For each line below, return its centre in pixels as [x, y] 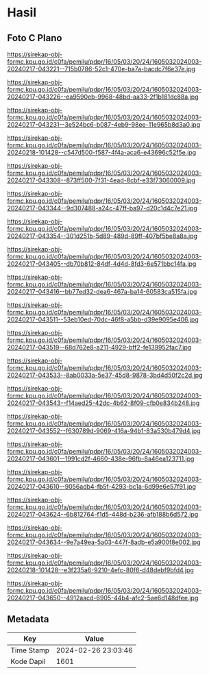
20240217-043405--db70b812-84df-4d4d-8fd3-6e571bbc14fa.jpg [102, 264]
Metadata [28, 619]
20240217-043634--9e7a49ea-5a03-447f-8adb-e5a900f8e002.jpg [104, 542]
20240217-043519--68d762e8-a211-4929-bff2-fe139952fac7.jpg [99, 347]
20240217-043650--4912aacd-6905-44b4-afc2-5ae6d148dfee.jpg [103, 598]
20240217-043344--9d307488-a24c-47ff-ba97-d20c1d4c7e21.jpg [102, 208]
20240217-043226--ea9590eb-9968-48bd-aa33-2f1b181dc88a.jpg [103, 97]
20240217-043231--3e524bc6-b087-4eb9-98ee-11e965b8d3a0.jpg [104, 124]
